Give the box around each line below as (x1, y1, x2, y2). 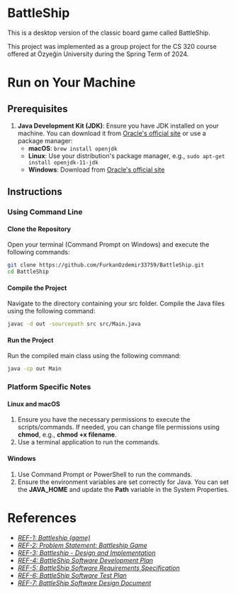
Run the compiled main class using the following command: (7, 352, 181, 360)
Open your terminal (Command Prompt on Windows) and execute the (7, 240, 210, 249)
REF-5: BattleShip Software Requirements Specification (17, 564, 181, 572)
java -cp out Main (7, 365, 62, 373)
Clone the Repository (7, 225, 71, 233)
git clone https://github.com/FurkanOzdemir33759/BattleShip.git (7, 262, 204, 269)
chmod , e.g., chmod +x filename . (17, 430, 117, 439)
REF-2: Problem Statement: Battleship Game (17, 541, 147, 549)
